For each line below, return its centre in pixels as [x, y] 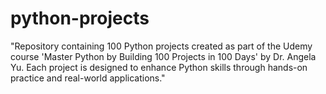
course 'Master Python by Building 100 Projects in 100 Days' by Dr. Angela [163, 56]
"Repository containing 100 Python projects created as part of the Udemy [161, 46]
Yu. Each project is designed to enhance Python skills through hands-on [159, 67]
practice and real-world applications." [88, 78]
